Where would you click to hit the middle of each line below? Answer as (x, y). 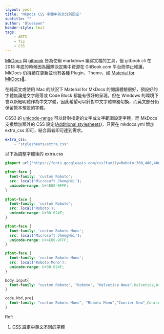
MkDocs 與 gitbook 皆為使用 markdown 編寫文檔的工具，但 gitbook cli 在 (78, 60)
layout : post (18, 10)
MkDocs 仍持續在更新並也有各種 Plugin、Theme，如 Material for (70, 73)
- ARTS (20, 37)
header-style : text (25, 28)
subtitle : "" (18, 19)
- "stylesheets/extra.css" (41, 144)
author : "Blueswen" (25, 23)
